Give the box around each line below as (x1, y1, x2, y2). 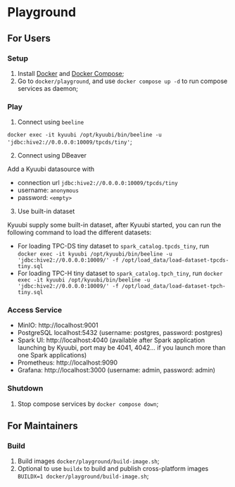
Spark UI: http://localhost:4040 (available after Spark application (17, 336, 205, 345)
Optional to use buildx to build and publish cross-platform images (17, 464, 209, 473)
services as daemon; (17, 84, 79, 92)
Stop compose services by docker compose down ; (17, 399, 159, 408)
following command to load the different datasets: (7, 228, 152, 236)
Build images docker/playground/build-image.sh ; (17, 457, 160, 465)
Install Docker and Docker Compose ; (17, 69, 125, 77)
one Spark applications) (17, 351, 87, 360)
